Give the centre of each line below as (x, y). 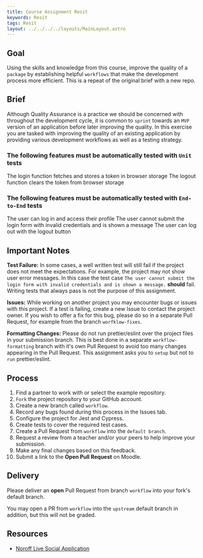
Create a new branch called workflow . (62, 406)
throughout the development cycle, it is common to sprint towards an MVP (98, 120)
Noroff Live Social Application (52, 548)
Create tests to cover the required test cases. (72, 425)
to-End (17, 206)
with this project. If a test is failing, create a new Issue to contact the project (101, 309)
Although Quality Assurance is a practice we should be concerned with (95, 114)
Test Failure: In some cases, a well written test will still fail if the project (95, 265)
